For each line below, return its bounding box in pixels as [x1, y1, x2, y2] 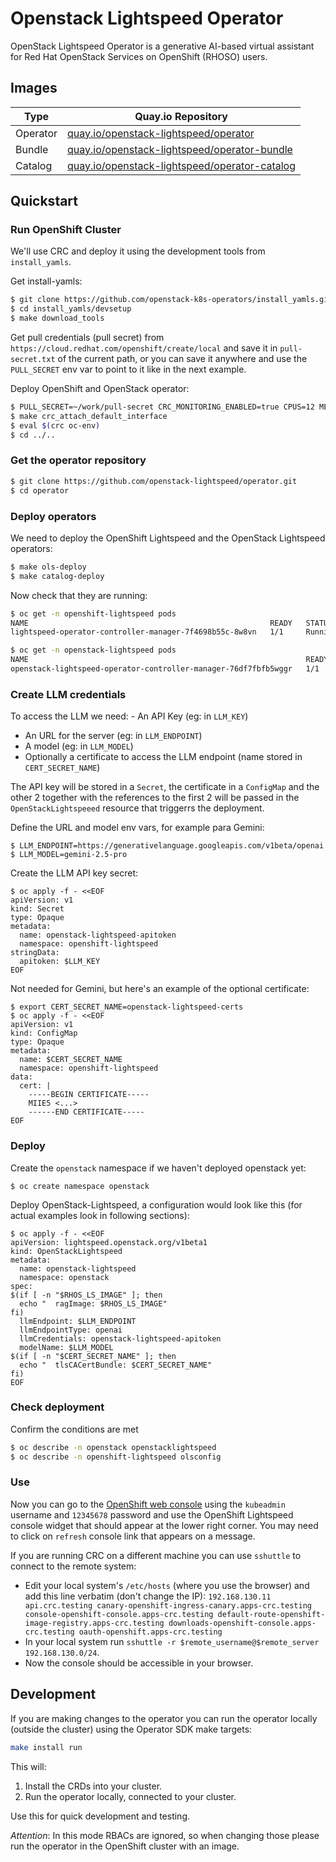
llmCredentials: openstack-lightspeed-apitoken [19, 1333, 222, 1344]
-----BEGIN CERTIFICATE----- [28, 1090, 150, 1100]
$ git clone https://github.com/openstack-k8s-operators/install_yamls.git [10, 295, 333, 305]
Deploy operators [10, 509, 97, 523]
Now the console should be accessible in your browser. [24, 1657, 254, 1669]
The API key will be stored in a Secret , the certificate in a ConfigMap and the [10, 781, 320, 793]
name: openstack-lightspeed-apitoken [19, 930, 177, 941]
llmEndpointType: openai [19, 1325, 123, 1335]
